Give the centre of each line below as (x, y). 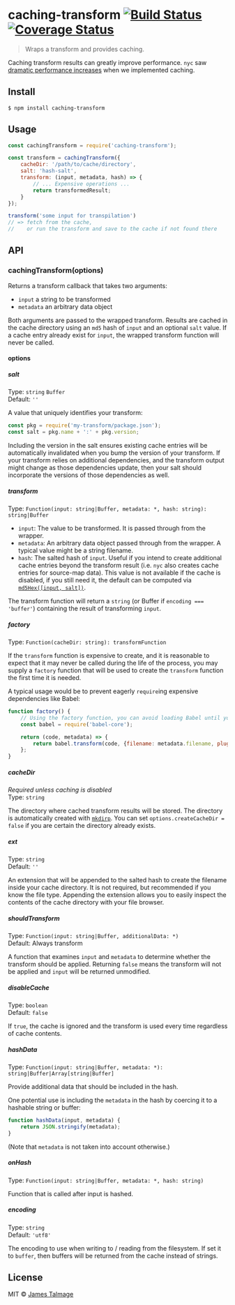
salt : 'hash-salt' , (49, 171)
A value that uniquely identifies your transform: (75, 413)
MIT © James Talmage (41, 1295)
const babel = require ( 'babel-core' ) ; (77, 724)
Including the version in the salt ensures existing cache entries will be (108, 446)
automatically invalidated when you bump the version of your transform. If (114, 453)
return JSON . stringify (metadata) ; (70, 1126)
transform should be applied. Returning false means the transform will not (115, 964)
